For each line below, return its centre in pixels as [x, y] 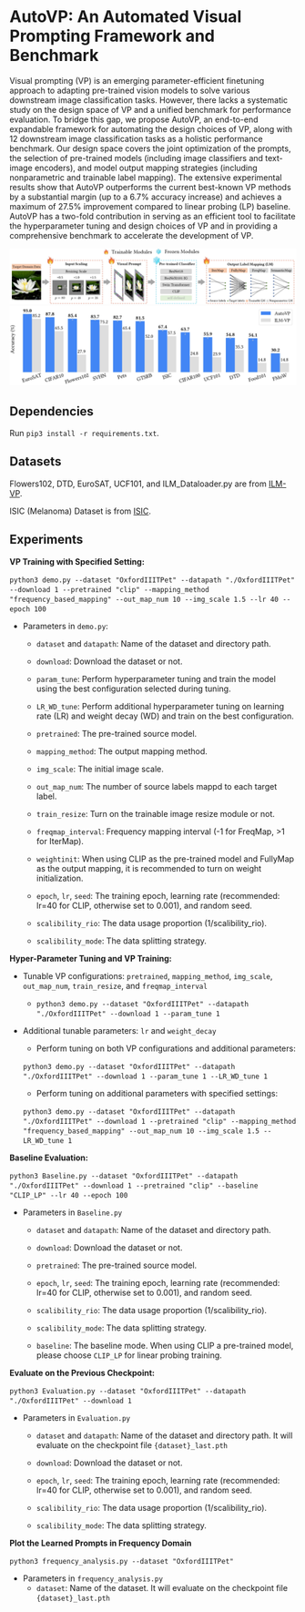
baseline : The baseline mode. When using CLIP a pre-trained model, [165, 1345]
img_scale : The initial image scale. [100, 769]
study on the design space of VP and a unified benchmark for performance [150, 109]
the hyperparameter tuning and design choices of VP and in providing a [143, 226]
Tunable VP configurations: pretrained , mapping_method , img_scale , [147, 975]
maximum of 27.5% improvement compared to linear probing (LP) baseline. [150, 206]
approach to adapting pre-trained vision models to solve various [130, 90]
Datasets [36, 462]
